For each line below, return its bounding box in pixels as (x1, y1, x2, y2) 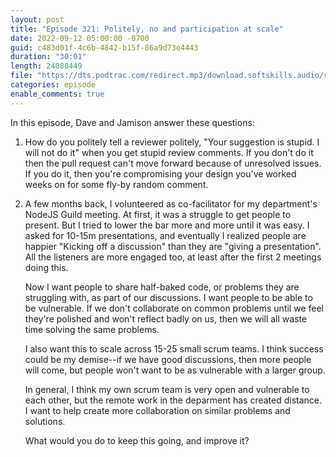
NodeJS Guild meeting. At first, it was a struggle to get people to (24, 208, 292, 220)
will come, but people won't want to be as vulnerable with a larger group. (24, 364, 326, 376)
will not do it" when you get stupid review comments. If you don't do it (24, 146, 314, 158)
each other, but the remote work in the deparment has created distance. (24, 394, 323, 406)
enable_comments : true (10, 89, 105, 99)
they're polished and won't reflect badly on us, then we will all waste (24, 312, 308, 325)
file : (10, 71, 33, 81)
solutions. (24, 415, 66, 427)
